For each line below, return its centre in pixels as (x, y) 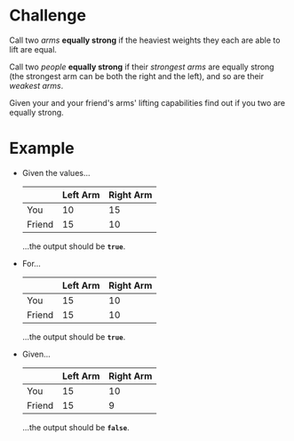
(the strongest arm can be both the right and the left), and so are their (137, 76)
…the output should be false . (76, 427)
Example (42, 148)
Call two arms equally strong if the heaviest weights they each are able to (145, 40)
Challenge (48, 16)
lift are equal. (33, 49)
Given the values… (56, 172)
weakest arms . (36, 85)
